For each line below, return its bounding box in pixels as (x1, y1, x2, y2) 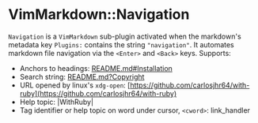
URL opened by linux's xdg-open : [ (19, 80, 131, 90)
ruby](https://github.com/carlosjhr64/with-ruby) (19, 88, 177, 98)
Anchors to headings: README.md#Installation (19, 63, 173, 73)
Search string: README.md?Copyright (19, 72, 145, 81)
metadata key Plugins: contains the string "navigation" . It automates (8, 39, 235, 49)
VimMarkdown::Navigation (8, 6, 190, 24)
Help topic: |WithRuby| (19, 97, 93, 106)
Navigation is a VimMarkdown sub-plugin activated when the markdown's (8, 32, 241, 41)
